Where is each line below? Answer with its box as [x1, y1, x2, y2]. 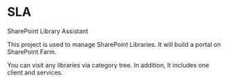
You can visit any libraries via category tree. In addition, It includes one [7, 61, 209, 69]
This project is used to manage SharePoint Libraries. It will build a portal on [7, 40, 221, 48]
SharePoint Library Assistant [7, 27, 89, 35]
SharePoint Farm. [7, 48, 57, 56]
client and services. [7, 68, 64, 76]
